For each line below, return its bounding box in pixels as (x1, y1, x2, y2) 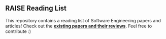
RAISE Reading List (5, 4, 67, 13)
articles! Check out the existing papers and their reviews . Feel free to (5, 23, 152, 29)
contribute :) (5, 28, 31, 34)
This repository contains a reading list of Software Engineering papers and (5, 17, 161, 23)
